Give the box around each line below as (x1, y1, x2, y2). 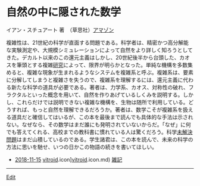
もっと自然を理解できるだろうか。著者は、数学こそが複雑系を (32, 106, 183, 113)
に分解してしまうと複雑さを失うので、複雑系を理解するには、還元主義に (6, 76, 183, 83)
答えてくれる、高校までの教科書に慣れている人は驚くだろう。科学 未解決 (16, 128, 193, 135)
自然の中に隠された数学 (6, 5, 121, 19)
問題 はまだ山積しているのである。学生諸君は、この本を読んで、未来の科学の (6, 135, 193, 143)
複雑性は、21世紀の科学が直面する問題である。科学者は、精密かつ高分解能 (6, 39, 189, 46)
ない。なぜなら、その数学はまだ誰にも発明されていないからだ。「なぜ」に (6, 120, 186, 128)
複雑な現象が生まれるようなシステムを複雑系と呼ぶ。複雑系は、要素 (26, 69, 194, 76)
